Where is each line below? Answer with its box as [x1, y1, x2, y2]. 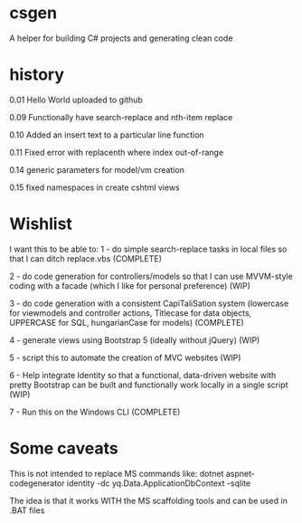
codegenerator [9, 478, 65, 489]
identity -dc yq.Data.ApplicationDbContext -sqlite [66, 478, 251, 489]
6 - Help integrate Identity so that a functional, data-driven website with [9, 369, 277, 380]
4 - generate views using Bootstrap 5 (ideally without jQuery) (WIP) [9, 334, 260, 346]
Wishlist [9, 214, 72, 234]
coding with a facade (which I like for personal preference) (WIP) [9, 280, 251, 291]
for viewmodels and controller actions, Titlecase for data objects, [9, 307, 252, 319]
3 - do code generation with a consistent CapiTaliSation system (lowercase [9, 298, 289, 309]
